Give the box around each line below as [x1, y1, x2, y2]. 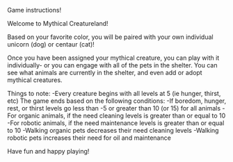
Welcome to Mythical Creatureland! [7, 19, 109, 27]
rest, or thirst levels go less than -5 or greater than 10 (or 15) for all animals [7, 104, 221, 112]
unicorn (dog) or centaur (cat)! [7, 40, 95, 48]
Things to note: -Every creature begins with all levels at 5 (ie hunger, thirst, [7, 90, 221, 97]
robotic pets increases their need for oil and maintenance [7, 133, 172, 142]
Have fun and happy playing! [7, 147, 90, 155]
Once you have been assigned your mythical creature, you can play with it [7, 54, 220, 62]
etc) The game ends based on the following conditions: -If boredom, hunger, [7, 97, 227, 105]
